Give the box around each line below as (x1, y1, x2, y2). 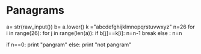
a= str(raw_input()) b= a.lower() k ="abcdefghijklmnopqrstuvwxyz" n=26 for (6, 23, 195, 30)
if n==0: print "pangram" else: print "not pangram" (6, 41, 132, 48)
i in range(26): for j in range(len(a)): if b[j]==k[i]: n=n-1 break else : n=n (6, 29, 182, 36)
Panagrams (6, 4, 64, 17)
